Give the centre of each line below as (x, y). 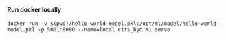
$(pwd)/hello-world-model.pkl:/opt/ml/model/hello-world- (135, 24)
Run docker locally (34, 9)
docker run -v (27, 24)
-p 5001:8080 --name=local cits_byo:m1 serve (104, 30)
